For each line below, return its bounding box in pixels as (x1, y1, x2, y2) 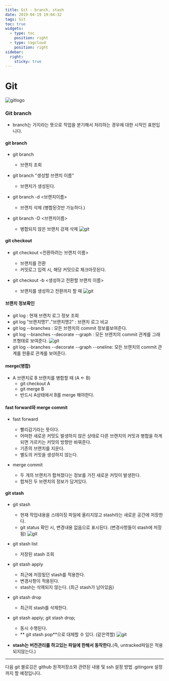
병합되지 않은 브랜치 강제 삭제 (20, 226, 78, 232)
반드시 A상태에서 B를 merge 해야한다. (20, 392, 95, 398)
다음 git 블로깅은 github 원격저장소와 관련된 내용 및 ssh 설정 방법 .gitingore (5, 663, 153, 670)
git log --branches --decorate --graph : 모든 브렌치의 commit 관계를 (12, 331, 151, 337)
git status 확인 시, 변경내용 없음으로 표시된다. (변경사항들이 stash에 (20, 524, 152, 530)
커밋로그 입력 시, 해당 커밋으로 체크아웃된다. (20, 266, 107, 273)
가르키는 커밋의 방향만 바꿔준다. (29, 439, 92, 445)
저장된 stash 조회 (20, 551, 54, 557)
